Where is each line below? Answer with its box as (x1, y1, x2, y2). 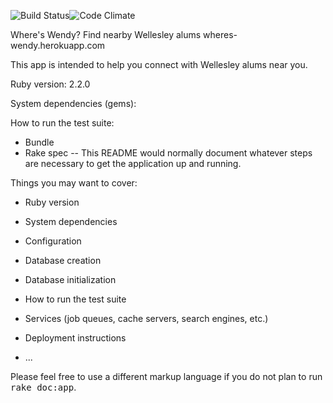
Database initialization (24, 274, 117, 285)
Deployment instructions (24, 332, 127, 344)
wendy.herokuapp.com (10, 40, 106, 51)
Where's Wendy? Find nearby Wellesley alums (10, 29, 202, 40)
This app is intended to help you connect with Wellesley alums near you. (10, 59, 308, 70)
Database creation (24, 255, 102, 266)
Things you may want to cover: (10, 177, 138, 189)
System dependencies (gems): (10, 98, 137, 109)
